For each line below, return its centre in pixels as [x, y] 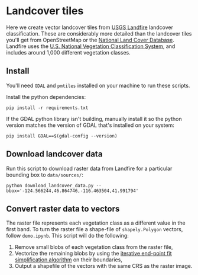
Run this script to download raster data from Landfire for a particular [89, 168]
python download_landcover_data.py [50, 186]
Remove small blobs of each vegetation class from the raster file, [94, 247]
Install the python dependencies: [46, 97]
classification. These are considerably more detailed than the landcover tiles [99, 33]
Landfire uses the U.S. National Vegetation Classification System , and [91, 46]
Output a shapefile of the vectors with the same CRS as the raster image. [103, 266]
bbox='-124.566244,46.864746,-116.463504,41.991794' [72, 191]
